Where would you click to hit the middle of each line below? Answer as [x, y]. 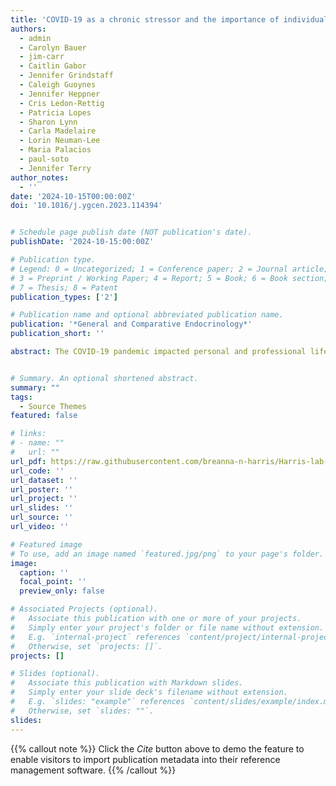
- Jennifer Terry [55, 168]
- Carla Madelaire [58, 131]
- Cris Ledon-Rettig [62, 103]
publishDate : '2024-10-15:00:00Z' [82, 242]
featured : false [44, 416]
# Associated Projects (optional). [84, 609]
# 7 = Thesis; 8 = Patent [64, 287]
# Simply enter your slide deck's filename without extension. [149, 692]
